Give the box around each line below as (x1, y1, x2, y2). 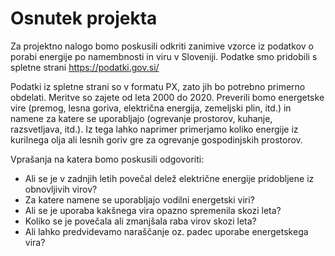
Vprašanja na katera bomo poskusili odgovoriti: (10, 153, 205, 165)
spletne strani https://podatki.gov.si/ (10, 61, 160, 73)
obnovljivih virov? (24, 183, 98, 195)
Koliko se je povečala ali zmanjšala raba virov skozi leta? (24, 215, 257, 227)
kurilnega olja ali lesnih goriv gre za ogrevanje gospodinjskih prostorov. (10, 133, 303, 146)
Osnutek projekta (10, 7, 158, 30)
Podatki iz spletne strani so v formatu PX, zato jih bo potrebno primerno (10, 80, 306, 92)
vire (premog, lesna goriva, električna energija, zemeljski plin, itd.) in (10, 102, 292, 114)
